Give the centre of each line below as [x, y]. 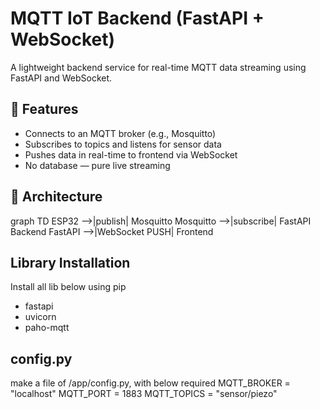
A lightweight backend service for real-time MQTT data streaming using [158, 67]
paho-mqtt [47, 328]
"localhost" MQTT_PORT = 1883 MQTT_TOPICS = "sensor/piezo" [144, 394]
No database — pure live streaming [97, 165]
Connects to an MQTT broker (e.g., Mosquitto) [120, 133]
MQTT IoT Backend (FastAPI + [137, 18]
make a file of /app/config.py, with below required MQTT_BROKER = [150, 383]
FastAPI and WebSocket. [61, 78]
